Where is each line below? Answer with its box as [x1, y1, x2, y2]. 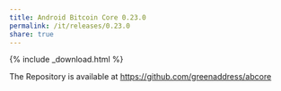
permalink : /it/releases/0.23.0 [9, 21, 130, 30]
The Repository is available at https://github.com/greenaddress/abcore [9, 71, 272, 82]
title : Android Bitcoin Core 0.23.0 [9, 12, 146, 22]
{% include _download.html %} [9, 54, 124, 65]
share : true [9, 29, 54, 38]
